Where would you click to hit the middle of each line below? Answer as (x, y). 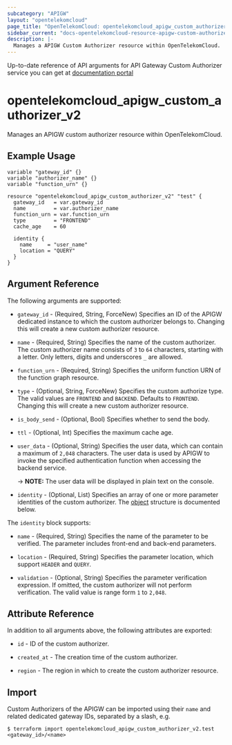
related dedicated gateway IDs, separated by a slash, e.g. (89, 717)
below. (27, 509)
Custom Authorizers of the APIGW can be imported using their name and (109, 709)
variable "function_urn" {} (48, 184)
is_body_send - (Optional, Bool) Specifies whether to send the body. (113, 419)
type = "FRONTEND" (52, 220)
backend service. (42, 468)
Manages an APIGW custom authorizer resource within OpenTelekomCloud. (115, 134)
